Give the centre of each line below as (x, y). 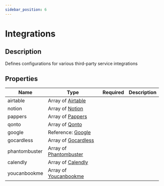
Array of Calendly (68, 163)
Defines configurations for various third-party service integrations (72, 63)
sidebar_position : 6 (26, 10)
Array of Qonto (65, 124)
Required (113, 92)
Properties (21, 79)
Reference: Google (70, 132)
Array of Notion (66, 109)
